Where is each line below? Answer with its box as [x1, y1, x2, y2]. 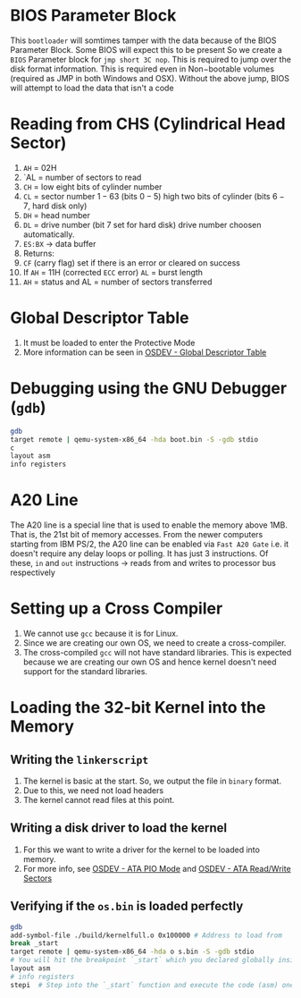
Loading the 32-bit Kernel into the [10, 698, 266, 718]
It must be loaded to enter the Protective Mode [22, 337, 196, 348]
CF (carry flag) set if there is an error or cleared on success [22, 257, 240, 268]
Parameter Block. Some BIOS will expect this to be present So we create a [10, 44, 282, 55]
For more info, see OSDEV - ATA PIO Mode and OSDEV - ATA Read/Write [22, 863, 291, 874]
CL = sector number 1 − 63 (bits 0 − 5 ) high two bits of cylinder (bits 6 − [22, 190, 285, 201]
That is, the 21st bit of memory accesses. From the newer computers [10, 529, 263, 540]
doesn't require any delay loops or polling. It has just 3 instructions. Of [10, 548, 269, 559]
